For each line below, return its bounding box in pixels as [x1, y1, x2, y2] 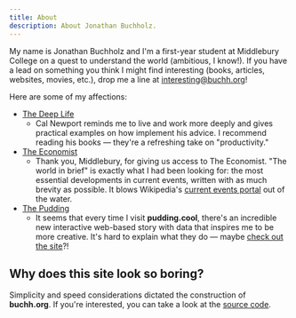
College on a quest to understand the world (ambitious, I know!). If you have [9, 55, 287, 66]
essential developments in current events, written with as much [35, 174, 268, 185]
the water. [35, 193, 73, 204]
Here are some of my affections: [9, 91, 127, 102]
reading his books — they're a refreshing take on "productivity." [35, 137, 269, 147]
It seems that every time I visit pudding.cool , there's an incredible [35, 212, 277, 223]
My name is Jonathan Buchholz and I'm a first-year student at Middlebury [9, 45, 280, 56]
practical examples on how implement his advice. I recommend [35, 127, 267, 138]
